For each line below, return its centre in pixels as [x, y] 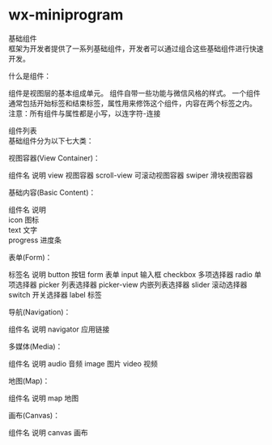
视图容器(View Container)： [55, 158]
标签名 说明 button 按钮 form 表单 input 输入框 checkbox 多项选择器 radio [130, 274]
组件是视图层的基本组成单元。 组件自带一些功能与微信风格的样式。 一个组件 [134, 93]
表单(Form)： [30, 257]
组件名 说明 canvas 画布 [48, 432]
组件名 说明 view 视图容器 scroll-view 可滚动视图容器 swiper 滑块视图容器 [131, 175]
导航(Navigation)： [40, 312]
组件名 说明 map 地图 [44, 398]
